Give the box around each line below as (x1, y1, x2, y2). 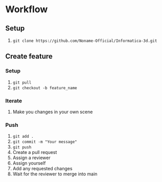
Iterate (5, 97, 22, 104)
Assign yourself (12, 160, 46, 166)
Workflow (5, 4, 48, 15)
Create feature (5, 52, 53, 61)
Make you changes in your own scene (12, 109, 93, 115)
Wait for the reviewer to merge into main (12, 171, 98, 177)
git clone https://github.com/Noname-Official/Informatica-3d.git (12, 38, 157, 43)
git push (12, 145, 32, 150)
